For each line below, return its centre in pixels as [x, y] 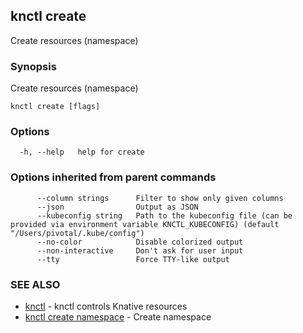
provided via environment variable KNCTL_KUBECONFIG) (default [145, 224]
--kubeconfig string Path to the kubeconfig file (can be [164, 215]
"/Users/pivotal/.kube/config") [77, 233]
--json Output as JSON [117, 207]
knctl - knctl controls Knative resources [106, 306]
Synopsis [33, 66]
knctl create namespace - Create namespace [118, 317]
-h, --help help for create [82, 152]
